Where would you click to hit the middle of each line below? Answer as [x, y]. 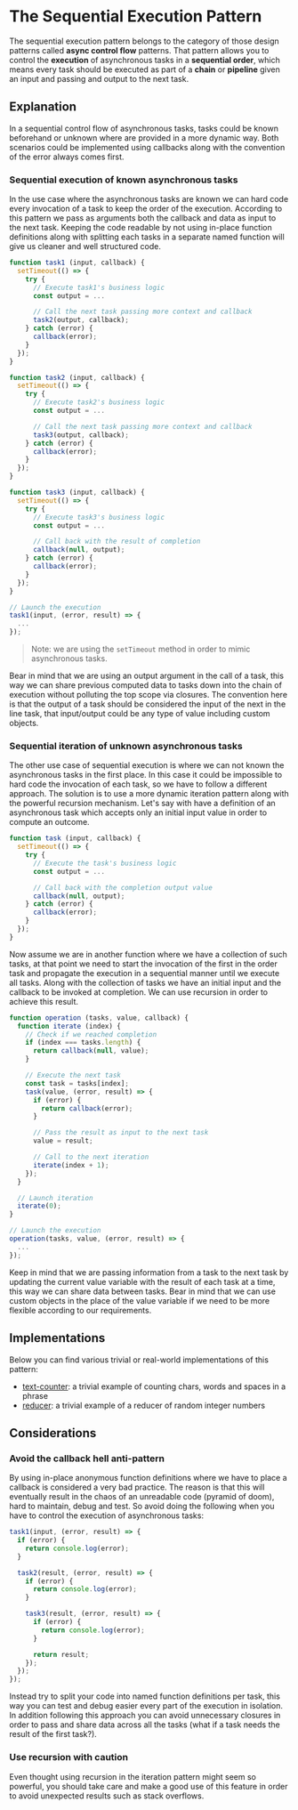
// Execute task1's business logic [99, 287]
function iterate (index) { [69, 1026]
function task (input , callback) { [75, 838]
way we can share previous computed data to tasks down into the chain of [146, 685]
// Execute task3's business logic [99, 517]
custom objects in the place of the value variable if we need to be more [139, 1300]
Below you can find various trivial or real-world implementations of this [139, 1360]
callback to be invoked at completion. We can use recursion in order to [139, 992]
